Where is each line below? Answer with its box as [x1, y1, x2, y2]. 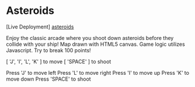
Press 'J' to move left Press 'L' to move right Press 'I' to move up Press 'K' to [6, 69, 190, 76]
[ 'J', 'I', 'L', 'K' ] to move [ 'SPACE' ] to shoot [6, 58, 112, 65]
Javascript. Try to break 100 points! [6, 46, 92, 53]
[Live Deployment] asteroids [6, 23, 74, 30]
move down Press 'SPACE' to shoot [6, 75, 92, 82]
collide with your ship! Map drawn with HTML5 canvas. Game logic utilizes [6, 41, 185, 48]
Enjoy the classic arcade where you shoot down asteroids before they [6, 34, 174, 41]
